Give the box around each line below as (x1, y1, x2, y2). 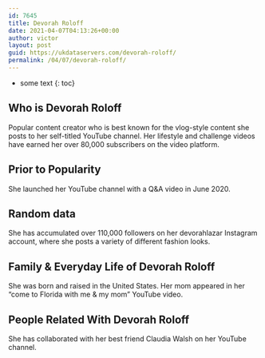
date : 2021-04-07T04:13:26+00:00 (8, 26, 120, 34)
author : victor (8, 34, 59, 42)
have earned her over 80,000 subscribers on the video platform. (8, 139, 220, 149)
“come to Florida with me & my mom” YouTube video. (8, 289, 184, 300)
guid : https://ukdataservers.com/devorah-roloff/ (8, 49, 177, 57)
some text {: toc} (19, 78, 76, 88)
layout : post (8, 42, 52, 50)
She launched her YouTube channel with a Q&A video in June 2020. (8, 184, 231, 193)
